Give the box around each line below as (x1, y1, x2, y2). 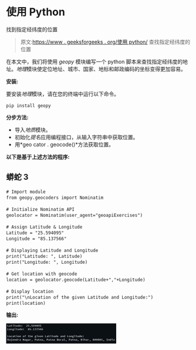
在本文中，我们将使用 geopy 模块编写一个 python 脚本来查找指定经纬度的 (6, 58, 183, 65)
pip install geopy (6, 103, 51, 108)
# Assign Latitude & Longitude (6, 224, 83, 230)
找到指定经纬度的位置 (6, 26, 58, 33)
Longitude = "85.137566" (6, 236, 67, 242)
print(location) (6, 300, 46, 306)
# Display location (6, 288, 54, 294)
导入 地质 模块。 (14, 126, 51, 133)
